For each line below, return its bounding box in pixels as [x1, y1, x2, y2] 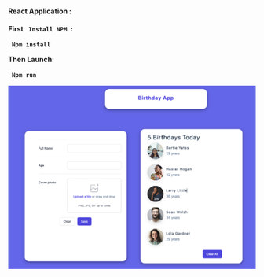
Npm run [11, 72, 37, 79]
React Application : [8, 6, 72, 16]
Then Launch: [8, 55, 55, 65]
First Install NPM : [8, 24, 73, 34]
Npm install [11, 41, 51, 49]
